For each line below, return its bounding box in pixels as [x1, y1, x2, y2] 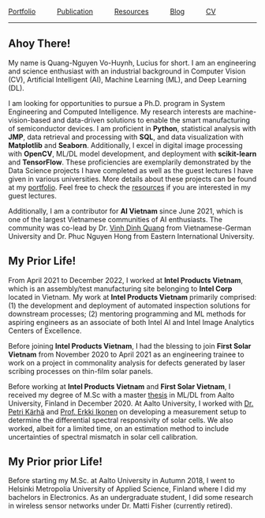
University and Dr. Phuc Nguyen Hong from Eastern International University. [8, 231, 255, 240]
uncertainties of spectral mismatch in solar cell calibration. [8, 432, 199, 441]
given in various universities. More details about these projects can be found [8, 174, 257, 183]
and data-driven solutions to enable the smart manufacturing [52, 115, 251, 125]
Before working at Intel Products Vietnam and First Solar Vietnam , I [8, 381, 231, 391]
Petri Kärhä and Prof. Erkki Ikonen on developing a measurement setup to [8, 406, 247, 416]
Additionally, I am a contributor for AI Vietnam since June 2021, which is [8, 206, 244, 216]
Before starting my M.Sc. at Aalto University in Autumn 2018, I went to [8, 476, 235, 486]
